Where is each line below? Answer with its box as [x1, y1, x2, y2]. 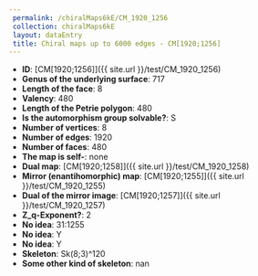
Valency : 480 [21, 93, 74, 104]
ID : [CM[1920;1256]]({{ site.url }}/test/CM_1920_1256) [21, 64, 222, 75]
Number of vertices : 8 [21, 122, 108, 133]
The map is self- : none [21, 152, 108, 163]
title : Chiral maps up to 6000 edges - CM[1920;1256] [12, 38, 222, 48]
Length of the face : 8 [21, 83, 103, 94]
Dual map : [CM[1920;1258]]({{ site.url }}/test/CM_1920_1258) [21, 161, 250, 172]
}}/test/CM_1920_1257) [21, 200, 106, 211]
